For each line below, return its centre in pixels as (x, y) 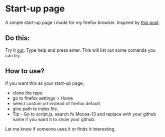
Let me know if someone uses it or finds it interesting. (60, 129)
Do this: (17, 38)
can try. (13, 55)
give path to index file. (35, 109)
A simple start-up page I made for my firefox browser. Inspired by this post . (82, 22)
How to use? (25, 71)
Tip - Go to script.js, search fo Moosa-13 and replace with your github (84, 114)
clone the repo (27, 93)
